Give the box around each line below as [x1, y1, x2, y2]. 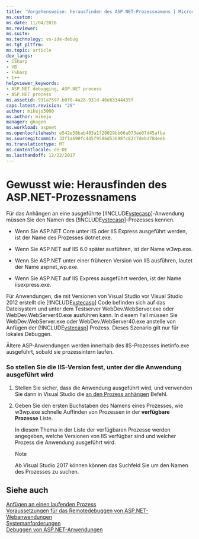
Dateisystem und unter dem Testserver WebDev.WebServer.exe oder [6, 305, 175, 312]
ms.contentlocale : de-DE [6, 147, 68, 153]
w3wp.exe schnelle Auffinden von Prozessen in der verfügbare [14, 408, 170, 416]
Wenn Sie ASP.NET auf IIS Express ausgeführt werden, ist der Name [14, 275, 182, 282]
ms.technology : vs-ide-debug [6, 36, 78, 42]
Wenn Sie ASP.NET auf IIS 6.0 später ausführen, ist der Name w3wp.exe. [14, 246, 193, 253]
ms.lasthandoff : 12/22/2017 [6, 152, 76, 158]
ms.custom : [6, 14, 33, 20]
